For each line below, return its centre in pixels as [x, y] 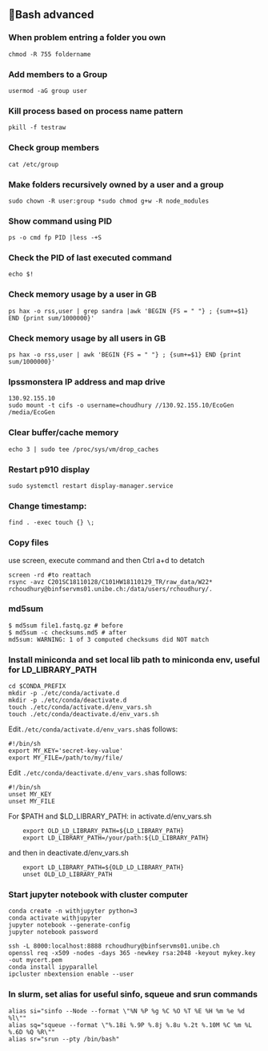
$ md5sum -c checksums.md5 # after [68, 632]
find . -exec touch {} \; [51, 523]
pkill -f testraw [37, 128]
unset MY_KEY [30, 795]
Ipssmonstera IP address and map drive [87, 381]
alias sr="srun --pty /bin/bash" [64, 1039]
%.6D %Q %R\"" [32, 1032]
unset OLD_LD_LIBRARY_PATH [68, 875]
